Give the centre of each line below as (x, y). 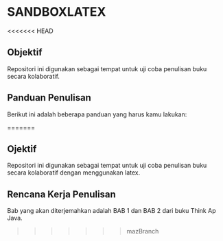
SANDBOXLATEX (57, 12)
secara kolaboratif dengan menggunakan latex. (74, 173)
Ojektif (22, 149)
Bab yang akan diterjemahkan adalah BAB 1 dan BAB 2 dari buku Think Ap (111, 211)
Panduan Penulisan (49, 98)
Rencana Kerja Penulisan (62, 194)
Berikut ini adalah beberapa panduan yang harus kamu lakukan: (97, 114)
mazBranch (143, 231)
